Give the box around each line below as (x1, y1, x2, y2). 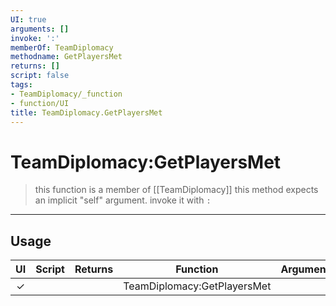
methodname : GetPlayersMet (10, 52, 123, 62)
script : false (10, 71, 70, 81)
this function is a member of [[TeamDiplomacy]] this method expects (34, 184, 319, 196)
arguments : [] (10, 24, 70, 34)
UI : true (10, 14, 47, 25)
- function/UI (10, 98, 70, 108)
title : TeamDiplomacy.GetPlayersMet (10, 107, 163, 118)
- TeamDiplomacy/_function (10, 89, 123, 99)
